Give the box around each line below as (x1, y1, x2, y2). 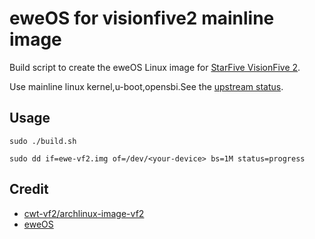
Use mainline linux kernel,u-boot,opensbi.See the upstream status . (9, 80, 284, 92)
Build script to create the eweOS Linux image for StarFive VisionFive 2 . (9, 61, 301, 73)
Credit (9, 181, 49, 198)
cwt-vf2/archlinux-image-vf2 (23, 207, 145, 219)
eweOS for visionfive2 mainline (9, 7, 275, 30)
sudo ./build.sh (9, 136, 77, 146)
